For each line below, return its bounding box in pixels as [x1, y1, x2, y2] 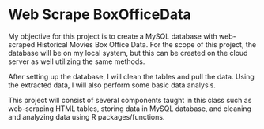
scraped [8, 39, 36, 49]
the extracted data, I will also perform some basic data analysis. [8, 80, 216, 90]
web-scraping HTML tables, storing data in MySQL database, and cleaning [8, 104, 251, 113]
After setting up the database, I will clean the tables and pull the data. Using [8, 72, 255, 81]
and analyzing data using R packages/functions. [8, 112, 165, 121]
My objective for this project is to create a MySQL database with [8, 31, 217, 41]
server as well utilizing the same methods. [8, 57, 145, 66]
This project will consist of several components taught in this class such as [8, 95, 252, 105]
